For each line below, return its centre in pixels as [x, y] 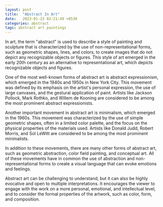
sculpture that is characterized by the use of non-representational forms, [78, 47]
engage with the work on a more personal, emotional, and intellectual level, [81, 189]
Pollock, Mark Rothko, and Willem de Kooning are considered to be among [80, 98]
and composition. [22, 199]
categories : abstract [27, 23]
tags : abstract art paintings [36, 28]
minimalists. [17, 139]
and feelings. [18, 169]
